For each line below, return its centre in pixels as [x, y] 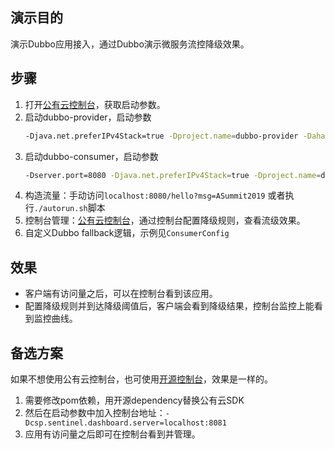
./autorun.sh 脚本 [69, 208]
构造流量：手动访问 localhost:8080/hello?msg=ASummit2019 [145, 195]
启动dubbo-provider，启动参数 [88, 117]
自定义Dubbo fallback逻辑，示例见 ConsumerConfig [127, 233]
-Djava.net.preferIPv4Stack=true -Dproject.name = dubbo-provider [161, 136]
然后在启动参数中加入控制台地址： [95, 412]
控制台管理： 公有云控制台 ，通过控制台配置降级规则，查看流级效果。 [165, 220]
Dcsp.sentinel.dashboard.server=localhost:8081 [125, 423]
